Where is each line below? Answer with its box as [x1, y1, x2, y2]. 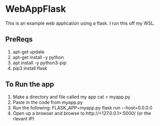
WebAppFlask [5, 3, 66, 15]
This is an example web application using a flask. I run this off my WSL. [5, 20, 155, 26]
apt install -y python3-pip [12, 60, 66, 66]
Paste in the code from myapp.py [12, 99, 83, 105]
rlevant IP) [12, 115, 35, 121]
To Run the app [5, 80, 55, 89]
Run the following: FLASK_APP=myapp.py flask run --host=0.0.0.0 [12, 104, 152, 111]
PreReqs [5, 35, 33, 44]
